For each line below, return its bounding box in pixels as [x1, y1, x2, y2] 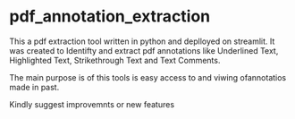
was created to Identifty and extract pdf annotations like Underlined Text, [9, 45, 279, 55]
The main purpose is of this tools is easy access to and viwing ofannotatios [9, 72, 287, 82]
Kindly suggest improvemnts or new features [9, 98, 175, 109]
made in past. [9, 81, 60, 92]
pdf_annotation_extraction [9, 6, 211, 27]
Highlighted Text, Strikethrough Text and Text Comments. [9, 55, 221, 65]
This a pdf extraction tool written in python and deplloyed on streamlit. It [9, 36, 275, 47]
